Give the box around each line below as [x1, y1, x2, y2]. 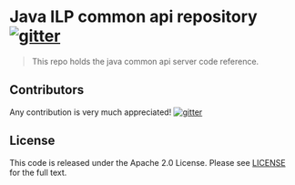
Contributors [9, 82, 85, 98]
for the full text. [9, 167, 67, 178]
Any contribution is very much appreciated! [9, 107, 172, 118]
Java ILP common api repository [9, 6, 258, 27]
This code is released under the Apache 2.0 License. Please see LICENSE [9, 157, 286, 168]
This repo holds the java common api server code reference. [31, 56, 259, 67]
